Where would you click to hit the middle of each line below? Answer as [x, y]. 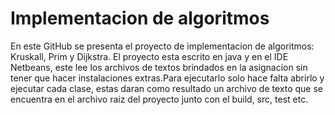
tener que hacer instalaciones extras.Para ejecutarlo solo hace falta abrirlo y [167, 78]
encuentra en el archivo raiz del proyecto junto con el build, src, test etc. [159, 99]
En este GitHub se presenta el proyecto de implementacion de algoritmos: [162, 46]
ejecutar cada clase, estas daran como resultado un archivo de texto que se [167, 88]
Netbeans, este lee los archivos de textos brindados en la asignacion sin [159, 67]
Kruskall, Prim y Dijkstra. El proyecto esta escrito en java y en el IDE [149, 56]
